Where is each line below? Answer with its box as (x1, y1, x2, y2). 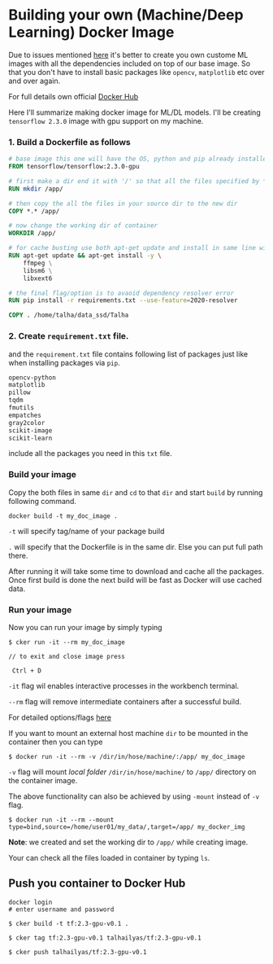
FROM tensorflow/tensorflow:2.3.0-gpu (8, 163, 140, 171)
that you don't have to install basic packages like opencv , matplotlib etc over (8, 67, 265, 77)
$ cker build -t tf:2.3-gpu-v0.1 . (8, 919, 129, 927)
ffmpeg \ (23, 259, 53, 267)
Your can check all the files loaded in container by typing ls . (8, 853, 210, 862)
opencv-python (8, 373, 57, 382)
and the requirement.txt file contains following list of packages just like (8, 348, 249, 359)
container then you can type (8, 737, 103, 747)
